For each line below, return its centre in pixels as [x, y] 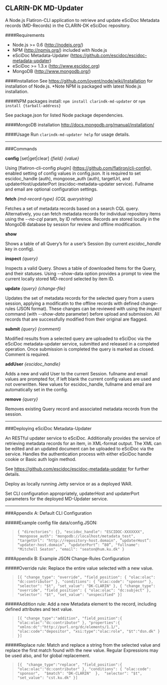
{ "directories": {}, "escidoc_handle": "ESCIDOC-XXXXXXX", [81, 532]
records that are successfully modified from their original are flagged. [76, 319]
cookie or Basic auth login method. [41, 459]
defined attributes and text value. [39, 609]
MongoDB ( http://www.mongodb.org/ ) [51, 71]
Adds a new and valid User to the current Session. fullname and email [77, 373]
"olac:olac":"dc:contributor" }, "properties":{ [69, 623]
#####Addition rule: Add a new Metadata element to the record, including [81, 604]
